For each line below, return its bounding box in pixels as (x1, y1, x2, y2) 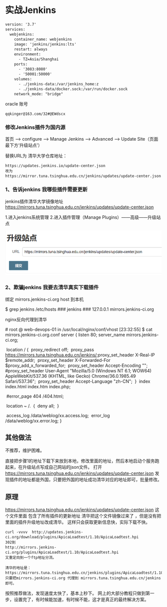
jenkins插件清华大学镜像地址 (5, 198, 64, 204)
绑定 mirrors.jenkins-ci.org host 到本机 (5, 296, 84, 302)
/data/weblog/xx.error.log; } (5, 418, 62, 424)
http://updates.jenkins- (31, 530, 83, 535)
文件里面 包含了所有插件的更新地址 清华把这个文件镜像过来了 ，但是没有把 (9, 513, 162, 519)
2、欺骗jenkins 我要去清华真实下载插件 (5, 284, 99, 291)
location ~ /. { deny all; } (6, 403, 60, 409)
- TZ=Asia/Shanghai (18, 57, 59, 62)
